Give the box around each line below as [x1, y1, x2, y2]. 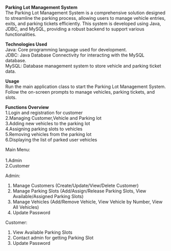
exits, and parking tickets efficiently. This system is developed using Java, [5, 20, 161, 26]
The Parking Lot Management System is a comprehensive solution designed [5, 10, 166, 16]
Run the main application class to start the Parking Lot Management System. [5, 83, 166, 90]
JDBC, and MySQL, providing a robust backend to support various [5, 26, 144, 32]
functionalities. [5, 32, 37, 37]
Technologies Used [5, 41, 47, 47]
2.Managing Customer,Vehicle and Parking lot [5, 115, 102, 121]
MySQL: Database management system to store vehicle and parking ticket [5, 63, 162, 69]
